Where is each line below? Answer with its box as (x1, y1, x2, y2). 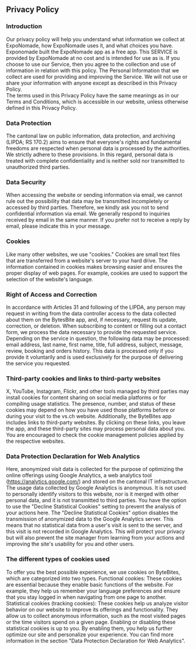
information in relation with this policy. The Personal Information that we (6, 67, 180, 74)
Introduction (6, 22, 42, 31)
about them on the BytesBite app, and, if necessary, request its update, (6, 316, 178, 323)
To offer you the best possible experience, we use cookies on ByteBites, (6, 568, 180, 575)
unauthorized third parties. (6, 163, 70, 170)
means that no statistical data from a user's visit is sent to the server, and (6, 522, 183, 529)
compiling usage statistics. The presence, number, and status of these (6, 400, 176, 407)
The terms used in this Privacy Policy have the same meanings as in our (6, 92, 180, 99)
